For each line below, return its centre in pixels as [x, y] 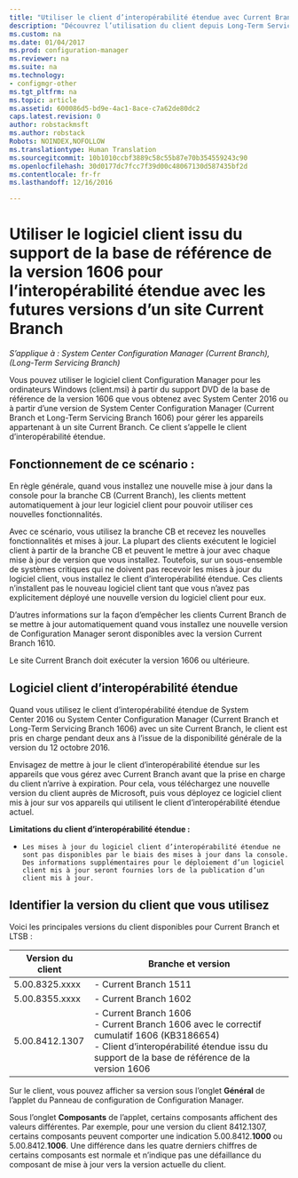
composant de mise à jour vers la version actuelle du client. [118, 1164]
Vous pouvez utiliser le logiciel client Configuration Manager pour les [135, 380]
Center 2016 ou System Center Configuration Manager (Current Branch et [144, 719]
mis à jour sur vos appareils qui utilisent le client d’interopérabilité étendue [145, 802]
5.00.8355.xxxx [47, 999]
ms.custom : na [35, 34]
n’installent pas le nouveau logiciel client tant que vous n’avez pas [129, 588]
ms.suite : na [33, 68]
